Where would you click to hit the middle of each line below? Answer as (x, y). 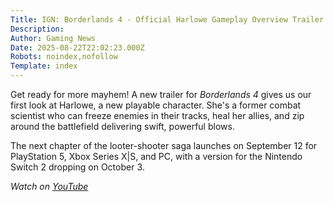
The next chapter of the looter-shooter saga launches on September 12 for (164, 145)
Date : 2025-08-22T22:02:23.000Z (77, 47)
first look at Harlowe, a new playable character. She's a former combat (156, 105)
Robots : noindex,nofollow (64, 57)
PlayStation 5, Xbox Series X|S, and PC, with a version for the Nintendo (156, 156)
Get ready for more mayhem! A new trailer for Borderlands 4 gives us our (161, 94)
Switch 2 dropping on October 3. (77, 167)
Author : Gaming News (53, 38)
